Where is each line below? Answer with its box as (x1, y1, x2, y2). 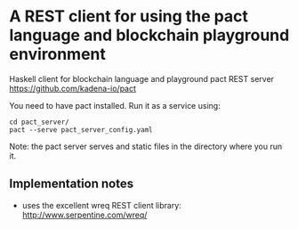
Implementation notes (9, 176, 134, 192)
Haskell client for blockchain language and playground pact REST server (9, 73, 274, 84)
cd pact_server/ (9, 118, 69, 127)
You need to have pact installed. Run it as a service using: (9, 100, 221, 110)
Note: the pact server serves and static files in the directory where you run (9, 141, 283, 151)
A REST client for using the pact (9, 6, 249, 27)
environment (9, 45, 107, 64)
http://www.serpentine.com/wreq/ (21, 209, 148, 220)
